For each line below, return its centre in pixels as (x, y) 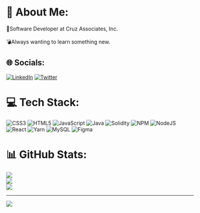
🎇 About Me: (37, 12)
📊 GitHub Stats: (47, 154)
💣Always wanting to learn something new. (58, 42)
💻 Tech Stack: (43, 102)
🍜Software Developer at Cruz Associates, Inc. (62, 29)
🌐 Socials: (26, 63)
